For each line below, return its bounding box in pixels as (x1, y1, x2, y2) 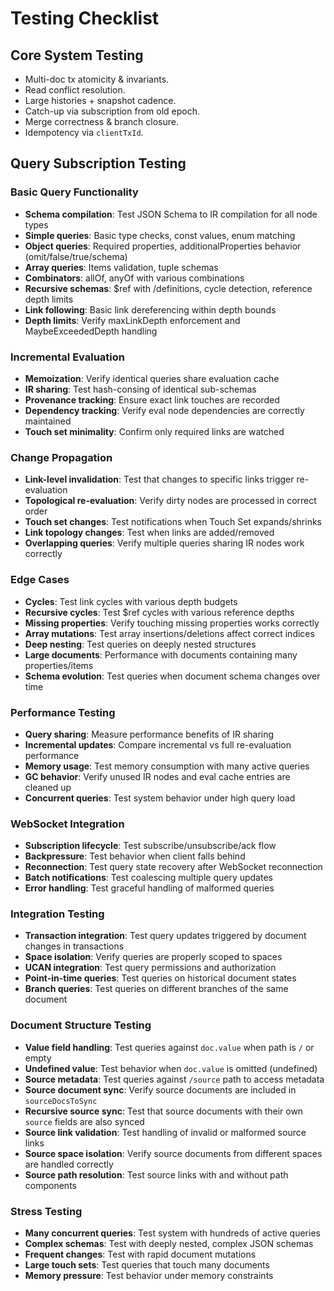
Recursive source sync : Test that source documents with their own (24, 1105, 304, 1117)
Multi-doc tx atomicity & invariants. (24, 73, 170, 85)
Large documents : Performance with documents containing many (24, 648, 298, 661)
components (24, 1179, 77, 1191)
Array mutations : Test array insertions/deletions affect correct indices (24, 627, 315, 639)
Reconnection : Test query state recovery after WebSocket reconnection (24, 861, 323, 873)
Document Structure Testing (10, 1018, 152, 1032)
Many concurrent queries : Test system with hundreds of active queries (24, 1227, 321, 1239)
